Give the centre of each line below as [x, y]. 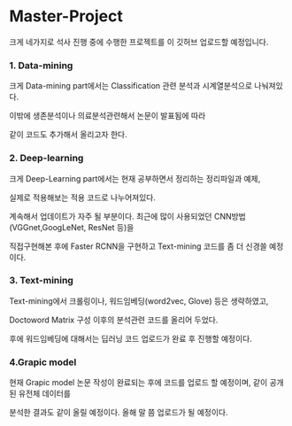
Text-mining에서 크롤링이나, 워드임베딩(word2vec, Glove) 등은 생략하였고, [139, 301]
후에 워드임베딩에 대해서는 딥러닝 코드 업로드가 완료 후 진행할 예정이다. [131, 338]
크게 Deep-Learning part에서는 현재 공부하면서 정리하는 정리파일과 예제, [135, 178]
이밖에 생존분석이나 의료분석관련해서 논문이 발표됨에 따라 [108, 116]
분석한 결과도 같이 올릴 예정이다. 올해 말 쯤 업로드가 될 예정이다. [119, 413]
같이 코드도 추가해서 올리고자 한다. [68, 135]
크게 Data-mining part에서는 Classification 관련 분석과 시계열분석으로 [131, 86]
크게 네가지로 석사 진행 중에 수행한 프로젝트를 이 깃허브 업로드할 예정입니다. [139, 42]
